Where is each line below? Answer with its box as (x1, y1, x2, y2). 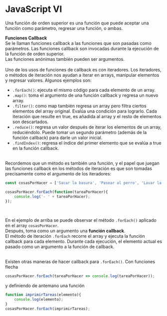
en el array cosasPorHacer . (5, 223, 59, 229)
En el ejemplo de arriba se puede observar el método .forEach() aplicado (5, 217, 157, 223)
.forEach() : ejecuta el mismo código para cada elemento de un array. (12, 87, 156, 93)
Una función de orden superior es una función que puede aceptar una (5, 20, 149, 26)
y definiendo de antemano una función (5, 283, 85, 289)
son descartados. (12, 119, 49, 125)
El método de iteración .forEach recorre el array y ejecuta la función (5, 233, 145, 239)
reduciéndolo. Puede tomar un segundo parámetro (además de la (12, 129, 147, 135)
